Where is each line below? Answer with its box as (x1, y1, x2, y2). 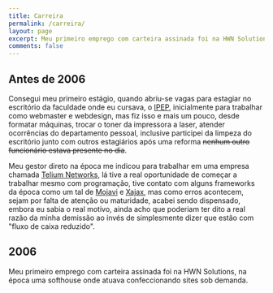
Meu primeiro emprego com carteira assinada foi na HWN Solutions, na (8, 266, 247, 276)
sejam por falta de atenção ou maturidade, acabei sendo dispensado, (8, 196, 241, 205)
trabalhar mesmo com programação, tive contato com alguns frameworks (8, 178, 255, 187)
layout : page (8, 27, 53, 35)
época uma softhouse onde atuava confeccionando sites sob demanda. (8, 275, 249, 285)
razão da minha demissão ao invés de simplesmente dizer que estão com (8, 213, 254, 222)
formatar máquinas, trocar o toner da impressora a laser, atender (8, 119, 226, 129)
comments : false (8, 42, 63, 50)
